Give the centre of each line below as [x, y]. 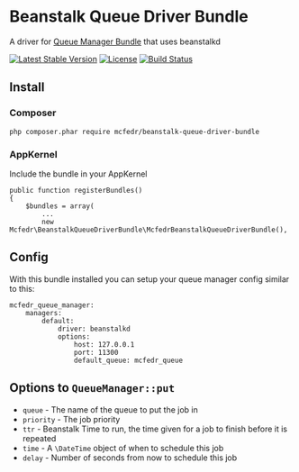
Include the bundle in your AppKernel [78, 174]
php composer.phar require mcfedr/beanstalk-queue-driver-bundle [134, 132]
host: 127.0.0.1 [104, 344]
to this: [22, 288]
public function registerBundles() [76, 190]
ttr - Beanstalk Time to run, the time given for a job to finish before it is [155, 429]
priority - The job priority [71, 419]
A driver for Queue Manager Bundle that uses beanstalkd [115, 41]
